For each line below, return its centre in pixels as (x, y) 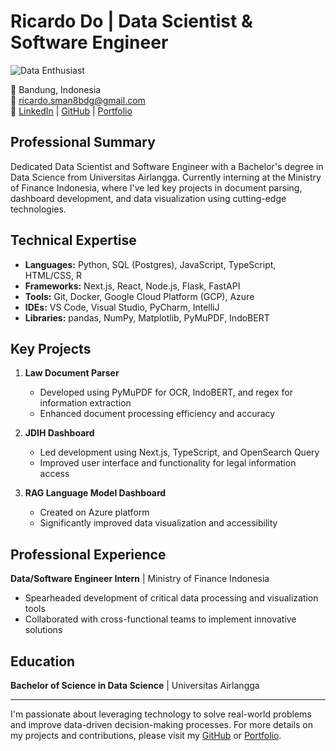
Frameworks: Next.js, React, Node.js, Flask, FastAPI (132, 286)
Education (43, 661)
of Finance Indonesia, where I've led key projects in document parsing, (156, 187)
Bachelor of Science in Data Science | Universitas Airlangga (135, 685)
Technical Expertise (73, 240)
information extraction (85, 403)
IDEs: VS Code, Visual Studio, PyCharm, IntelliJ (122, 307)
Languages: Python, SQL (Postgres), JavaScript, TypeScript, (150, 264)
